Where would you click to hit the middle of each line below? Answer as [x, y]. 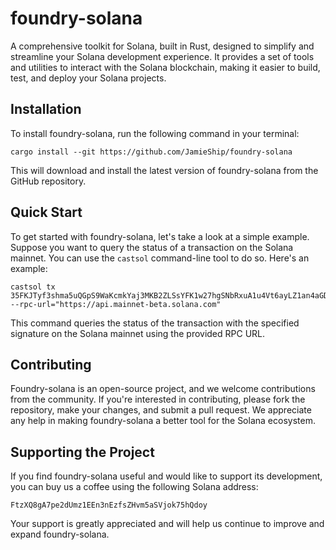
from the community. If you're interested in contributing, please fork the [158, 399]
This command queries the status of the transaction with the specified [155, 323]
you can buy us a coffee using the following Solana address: [134, 487]
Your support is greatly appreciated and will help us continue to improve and [167, 524]
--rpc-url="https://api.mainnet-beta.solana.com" [116, 304]
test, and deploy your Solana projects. [88, 78]
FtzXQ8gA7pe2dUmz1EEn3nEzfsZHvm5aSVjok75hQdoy [109, 505]
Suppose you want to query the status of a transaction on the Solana [152, 247]
